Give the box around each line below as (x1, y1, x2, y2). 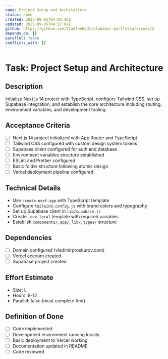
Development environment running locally (12, 331, 100, 337)
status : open (5, 12, 33, 17)
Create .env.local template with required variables (12, 213, 119, 219)
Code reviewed (12, 348, 44, 354)
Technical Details (5, 184, 61, 192)
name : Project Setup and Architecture (5, 7, 87, 13)
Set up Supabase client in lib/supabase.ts (12, 208, 101, 214)
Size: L (12, 287, 27, 293)
